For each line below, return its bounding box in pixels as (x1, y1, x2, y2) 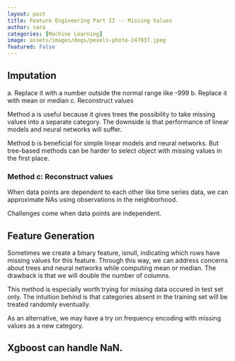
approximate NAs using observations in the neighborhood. (7, 195, 178, 204)
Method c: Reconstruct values (7, 171, 113, 181)
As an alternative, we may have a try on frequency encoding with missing (7, 313, 222, 322)
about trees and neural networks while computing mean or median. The (7, 264, 217, 272)
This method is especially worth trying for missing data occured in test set (7, 285, 224, 293)
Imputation (7, 70, 57, 82)
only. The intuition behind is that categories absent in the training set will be (7, 292, 228, 301)
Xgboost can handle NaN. (7, 342, 123, 354)
